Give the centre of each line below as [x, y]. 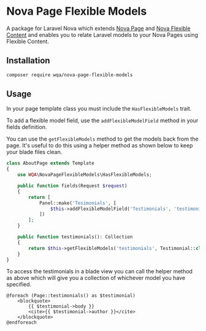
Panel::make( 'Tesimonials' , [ [78, 203]
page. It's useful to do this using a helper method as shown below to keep [100, 146]
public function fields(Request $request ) [72, 186]
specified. [19, 284]
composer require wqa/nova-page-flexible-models [70, 75]
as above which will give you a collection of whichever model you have [96, 278]
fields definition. [27, 127]
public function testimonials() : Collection [75, 237]
